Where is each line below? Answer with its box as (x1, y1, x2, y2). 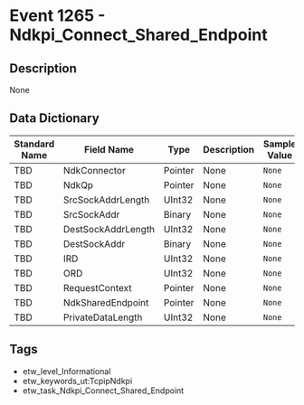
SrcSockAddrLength (62, 193, 150, 206)
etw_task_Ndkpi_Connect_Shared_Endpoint (22, 385, 185, 396)
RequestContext (62, 281, 132, 294)
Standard (14, 137, 55, 150)
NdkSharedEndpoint (62, 296, 149, 308)
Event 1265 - (9, 5, 106, 26)
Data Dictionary (9, 110, 100, 127)
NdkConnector (62, 164, 127, 176)
